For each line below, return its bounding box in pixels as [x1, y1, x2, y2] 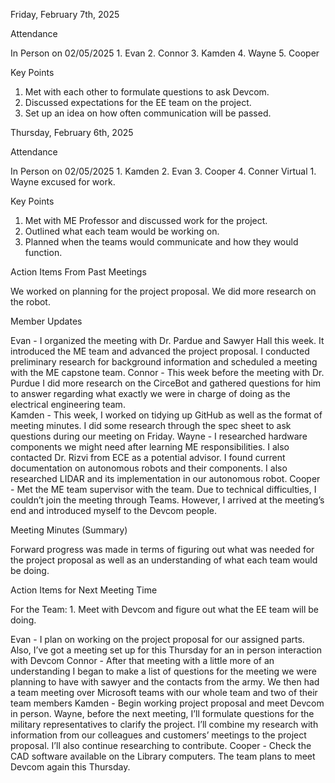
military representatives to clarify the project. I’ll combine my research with [10, 719, 319, 730]
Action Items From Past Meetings [10, 266, 147, 278]
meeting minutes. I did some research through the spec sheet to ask [10, 420, 292, 431]
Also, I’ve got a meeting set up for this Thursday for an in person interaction [10, 644, 322, 656]
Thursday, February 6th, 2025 [10, 127, 134, 138]
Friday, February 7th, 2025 [10, 9, 120, 20]
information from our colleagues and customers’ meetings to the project [10, 729, 307, 741]
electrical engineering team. [10, 399, 126, 410]
